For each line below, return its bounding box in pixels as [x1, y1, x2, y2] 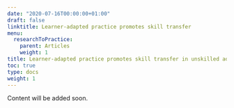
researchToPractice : [13, 36, 73, 43]
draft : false [7, 17, 45, 24]
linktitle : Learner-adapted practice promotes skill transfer [7, 23, 192, 30]
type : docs [7, 68, 39, 75]
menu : [7, 29, 23, 37]
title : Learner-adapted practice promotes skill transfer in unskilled [7, 56, 219, 63]
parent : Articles [19, 43, 70, 49]
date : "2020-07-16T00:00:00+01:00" [7, 10, 111, 17]
